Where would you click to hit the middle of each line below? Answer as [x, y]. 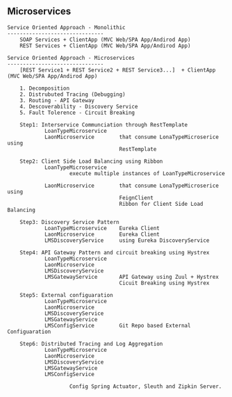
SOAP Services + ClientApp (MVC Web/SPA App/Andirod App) [105, 40]
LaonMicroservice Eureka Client [102, 234]
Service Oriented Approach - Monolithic [67, 27]
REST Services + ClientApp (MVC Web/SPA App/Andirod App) [105, 46]
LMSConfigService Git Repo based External [117, 325]
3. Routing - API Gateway [57, 100]
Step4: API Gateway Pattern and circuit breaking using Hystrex [115, 252]
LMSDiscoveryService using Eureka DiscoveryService [127, 240]
